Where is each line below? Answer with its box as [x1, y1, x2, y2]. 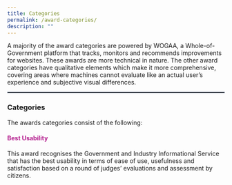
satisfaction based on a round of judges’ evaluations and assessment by [7, 164, 213, 172]
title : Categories [7, 10, 60, 17]
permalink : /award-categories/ [7, 17, 97, 23]
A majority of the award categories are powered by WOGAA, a [7, 42, 184, 50]
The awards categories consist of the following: [7, 118, 143, 127]
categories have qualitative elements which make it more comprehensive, [7, 63, 216, 72]
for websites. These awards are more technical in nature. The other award [7, 56, 218, 65]
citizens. [7, 171, 31, 179]
